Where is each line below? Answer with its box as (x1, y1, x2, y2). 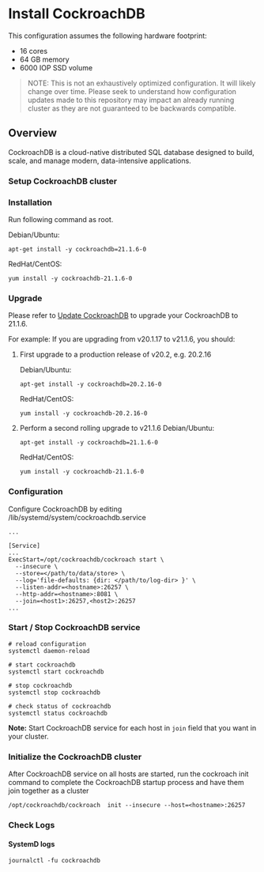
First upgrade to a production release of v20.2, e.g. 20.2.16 (19, 349, 212, 360)
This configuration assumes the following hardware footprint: (8, 31, 207, 40)
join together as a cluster (8, 786, 89, 795)
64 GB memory (19, 55, 70, 64)
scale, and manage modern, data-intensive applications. (8, 156, 191, 165)
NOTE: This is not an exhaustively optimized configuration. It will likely (27, 78, 256, 88)
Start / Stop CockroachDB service (8, 622, 141, 633)
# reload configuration (8, 640, 87, 648)
